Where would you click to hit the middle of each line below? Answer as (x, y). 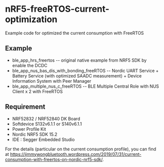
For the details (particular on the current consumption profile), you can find (81, 149)
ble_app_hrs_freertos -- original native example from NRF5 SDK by (79, 60)
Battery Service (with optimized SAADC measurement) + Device (77, 76)
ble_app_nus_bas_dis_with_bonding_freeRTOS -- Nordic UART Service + (85, 71)
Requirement (25, 107)
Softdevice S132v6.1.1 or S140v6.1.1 (47, 124)
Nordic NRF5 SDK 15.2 (35, 134)
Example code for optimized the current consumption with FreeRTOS (75, 33)
